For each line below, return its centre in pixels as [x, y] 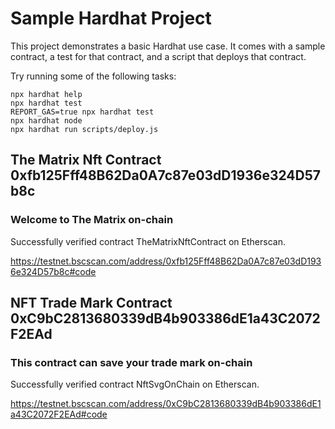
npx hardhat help [46, 94]
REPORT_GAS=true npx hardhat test [82, 112]
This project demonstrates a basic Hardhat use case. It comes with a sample [168, 46]
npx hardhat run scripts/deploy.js [84, 129]
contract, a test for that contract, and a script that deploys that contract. [158, 56]
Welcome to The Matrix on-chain [92, 220]
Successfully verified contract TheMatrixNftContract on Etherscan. [148, 241]
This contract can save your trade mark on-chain [131, 362]
